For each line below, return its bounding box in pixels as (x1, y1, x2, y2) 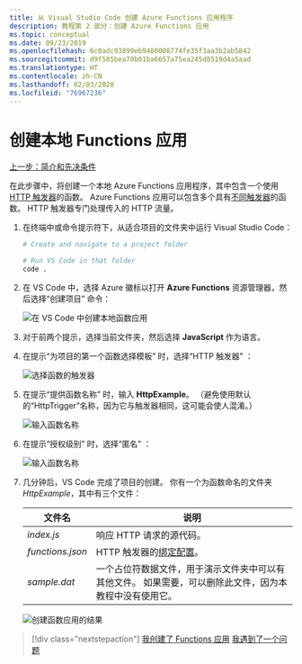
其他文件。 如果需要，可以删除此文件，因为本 (95, 577, 288, 589)
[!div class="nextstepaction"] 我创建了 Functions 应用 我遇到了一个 (31, 633, 280, 644)
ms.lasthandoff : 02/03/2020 (9, 80, 115, 89)
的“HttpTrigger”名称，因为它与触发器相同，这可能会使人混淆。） (22, 400, 258, 411)
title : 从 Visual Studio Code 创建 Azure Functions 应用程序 (9, 13, 234, 22)
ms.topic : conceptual (9, 30, 91, 39)
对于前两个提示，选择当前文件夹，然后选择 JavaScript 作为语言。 (22, 332, 266, 343)
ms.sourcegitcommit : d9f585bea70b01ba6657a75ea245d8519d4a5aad (9, 55, 252, 64)
